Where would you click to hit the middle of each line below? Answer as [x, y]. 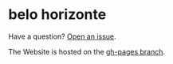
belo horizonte [57, 15]
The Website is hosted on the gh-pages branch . [87, 51]
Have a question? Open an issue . [63, 36]
